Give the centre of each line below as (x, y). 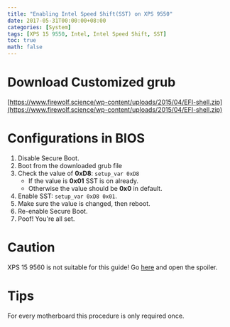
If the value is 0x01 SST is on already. (83, 181)
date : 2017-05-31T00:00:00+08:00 (57, 21)
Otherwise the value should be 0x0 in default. (95, 188)
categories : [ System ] (39, 27)
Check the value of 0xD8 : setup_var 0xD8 (78, 173)
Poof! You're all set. (46, 219)
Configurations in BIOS (76, 139)
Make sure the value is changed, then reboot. (84, 203)
